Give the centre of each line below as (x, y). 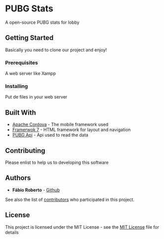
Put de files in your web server (36, 97)
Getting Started (29, 38)
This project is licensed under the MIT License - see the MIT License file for (82, 227)
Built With (20, 113)
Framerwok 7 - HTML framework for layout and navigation (71, 130)
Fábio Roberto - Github (36, 190)
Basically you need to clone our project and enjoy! (56, 49)
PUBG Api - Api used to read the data (50, 135)
